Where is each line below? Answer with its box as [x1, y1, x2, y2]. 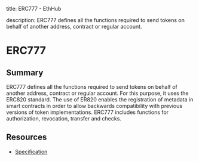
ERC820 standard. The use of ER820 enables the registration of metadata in [6, 96, 194, 103]
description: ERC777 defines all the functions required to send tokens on [6, 17, 185, 23]
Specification [14, 148, 48, 155]
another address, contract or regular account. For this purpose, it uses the [6, 89, 189, 97]
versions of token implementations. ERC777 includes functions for [6, 109, 169, 116]
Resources [6, 132, 47, 143]
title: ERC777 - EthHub [6, 5, 62, 12]
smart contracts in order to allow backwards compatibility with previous [6, 103, 183, 109]
